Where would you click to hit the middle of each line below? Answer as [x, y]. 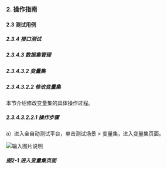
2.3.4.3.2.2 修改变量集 [33, 87]
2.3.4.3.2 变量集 [26, 71]
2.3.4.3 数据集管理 [29, 55]
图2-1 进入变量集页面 [31, 161]
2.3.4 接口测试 [24, 39]
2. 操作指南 [22, 9]
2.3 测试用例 [21, 24]
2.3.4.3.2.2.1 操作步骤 [33, 117]
